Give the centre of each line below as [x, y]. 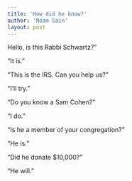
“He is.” [18, 143]
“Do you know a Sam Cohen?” [51, 102]
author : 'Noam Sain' [38, 21]
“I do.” [17, 116]
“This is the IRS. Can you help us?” [58, 75]
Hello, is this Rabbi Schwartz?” [52, 48]
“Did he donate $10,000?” [45, 158]
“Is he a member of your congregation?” [66, 130]
